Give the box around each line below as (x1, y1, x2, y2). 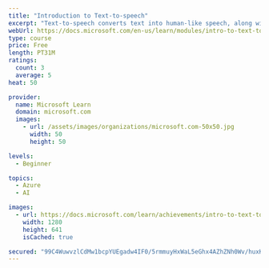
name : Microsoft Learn (15, 101, 91, 109)
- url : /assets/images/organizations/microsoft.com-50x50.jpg (22, 123, 235, 131)
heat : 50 (8, 78, 38, 86)
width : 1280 (22, 218, 62, 226)
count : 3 (15, 64, 45, 72)
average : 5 (15, 71, 52, 79)
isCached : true (22, 233, 74, 241)
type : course (8, 34, 52, 42)
